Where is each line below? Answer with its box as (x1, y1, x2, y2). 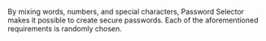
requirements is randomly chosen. (7, 24, 123, 33)
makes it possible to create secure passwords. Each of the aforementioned (7, 15, 259, 25)
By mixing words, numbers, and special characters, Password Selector (7, 7, 245, 16)
